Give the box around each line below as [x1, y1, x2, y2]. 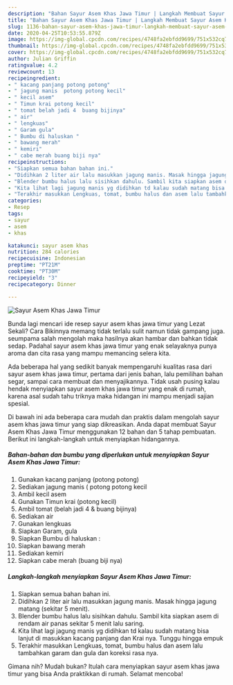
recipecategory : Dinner [8, 280, 77, 288]
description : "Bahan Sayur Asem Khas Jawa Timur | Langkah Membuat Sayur [8, 10, 225, 17]
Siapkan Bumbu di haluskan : [17, 534, 101, 543]
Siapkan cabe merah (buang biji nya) [17, 557, 123, 565]
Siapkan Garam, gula [17, 527, 78, 535]
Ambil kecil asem [17, 490, 66, 498]
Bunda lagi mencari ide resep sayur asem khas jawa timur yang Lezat [8, 319, 205, 328]
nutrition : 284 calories [8, 248, 80, 255]
